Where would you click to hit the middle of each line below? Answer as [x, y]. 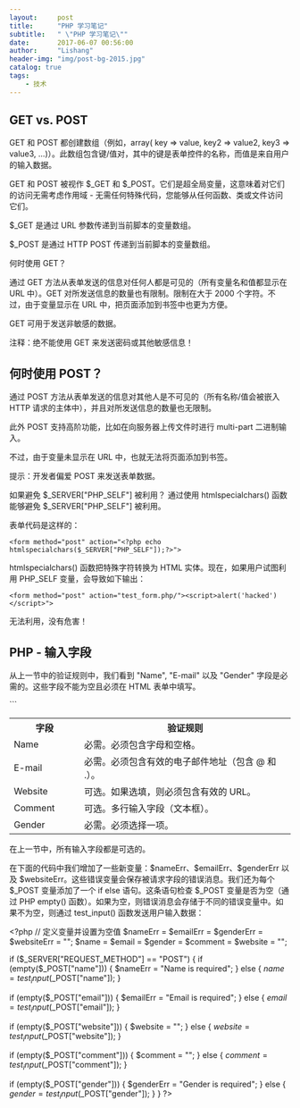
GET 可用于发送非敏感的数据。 [65, 323]
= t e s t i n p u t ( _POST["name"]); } [65, 979]
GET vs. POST [49, 120]
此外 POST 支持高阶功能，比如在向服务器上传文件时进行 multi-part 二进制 [144, 427]
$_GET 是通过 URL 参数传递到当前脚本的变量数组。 [103, 225]
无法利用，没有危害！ [48, 621]
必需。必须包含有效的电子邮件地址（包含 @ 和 [180, 762]
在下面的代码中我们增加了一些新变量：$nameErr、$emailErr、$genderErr [144, 869]
